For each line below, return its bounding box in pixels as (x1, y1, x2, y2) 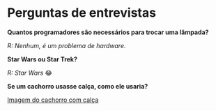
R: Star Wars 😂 (7, 68, 52, 77)
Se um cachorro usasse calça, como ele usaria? (7, 82, 148, 90)
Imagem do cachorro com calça (7, 96, 99, 104)
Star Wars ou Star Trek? (7, 54, 78, 64)
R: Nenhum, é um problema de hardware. (7, 41, 126, 50)
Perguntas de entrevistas (7, 5, 157, 21)
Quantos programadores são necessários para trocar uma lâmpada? (7, 28, 209, 36)
